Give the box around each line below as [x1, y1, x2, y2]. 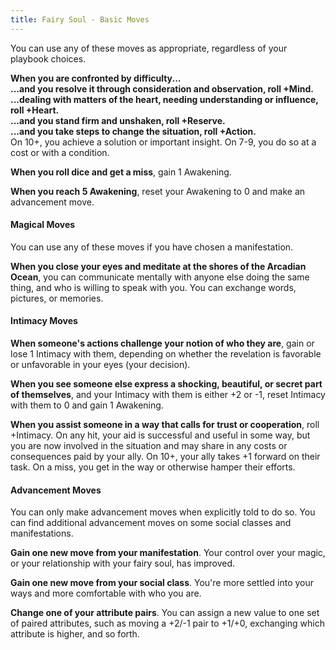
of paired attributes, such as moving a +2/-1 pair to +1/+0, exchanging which [10, 617, 325, 630]
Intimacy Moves [10, 315, 78, 327]
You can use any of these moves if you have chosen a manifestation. [10, 241, 294, 253]
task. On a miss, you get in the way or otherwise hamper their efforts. [10, 461, 296, 473]
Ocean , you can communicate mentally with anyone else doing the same [10, 271, 310, 283]
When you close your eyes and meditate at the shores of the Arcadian [10, 260, 307, 272]
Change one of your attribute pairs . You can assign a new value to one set [10, 607, 320, 619]
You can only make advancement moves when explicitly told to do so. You [10, 506, 316, 518]
